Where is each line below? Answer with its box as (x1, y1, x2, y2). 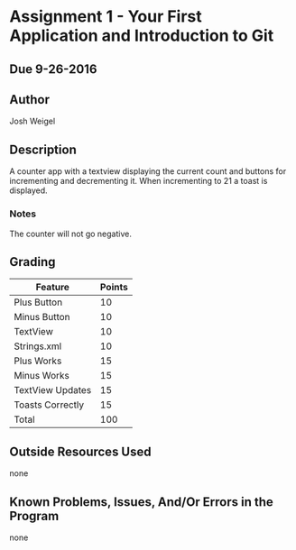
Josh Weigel (9, 115, 56, 127)
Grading (9, 254, 56, 270)
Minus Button (14, 311, 70, 324)
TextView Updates (14, 384, 92, 397)
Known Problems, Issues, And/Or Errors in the (9, 494, 273, 509)
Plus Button (14, 296, 63, 308)
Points (99, 281, 128, 294)
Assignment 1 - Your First (9, 6, 203, 27)
